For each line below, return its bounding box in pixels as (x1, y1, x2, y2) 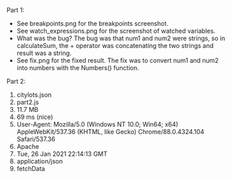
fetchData (16, 165, 45, 172)
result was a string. (16, 49, 72, 57)
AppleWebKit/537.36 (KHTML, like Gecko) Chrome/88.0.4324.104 (16, 128, 205, 136)
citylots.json (16, 90, 52, 99)
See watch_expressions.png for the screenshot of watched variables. (16, 27, 216, 35)
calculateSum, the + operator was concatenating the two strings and (16, 42, 214, 49)
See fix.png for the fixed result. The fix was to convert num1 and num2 (16, 56, 219, 65)
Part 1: (6, 6, 25, 14)
